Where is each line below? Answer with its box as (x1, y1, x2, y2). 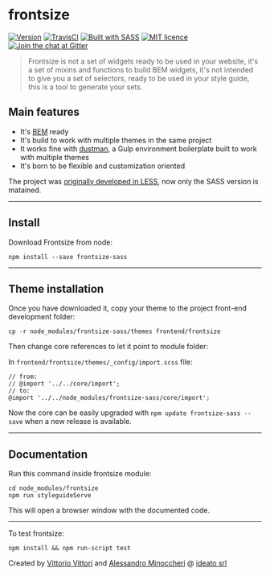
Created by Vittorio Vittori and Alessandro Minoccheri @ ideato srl (8, 558, 227, 568)
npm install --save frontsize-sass (8, 253, 128, 261)
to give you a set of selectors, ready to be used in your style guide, (27, 73, 250, 83)
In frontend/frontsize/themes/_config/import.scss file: (8, 357, 193, 367)
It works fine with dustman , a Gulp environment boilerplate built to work (19, 143, 257, 154)
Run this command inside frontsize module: (8, 469, 152, 479)
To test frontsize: (8, 529, 64, 538)
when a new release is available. (24, 417, 133, 426)
